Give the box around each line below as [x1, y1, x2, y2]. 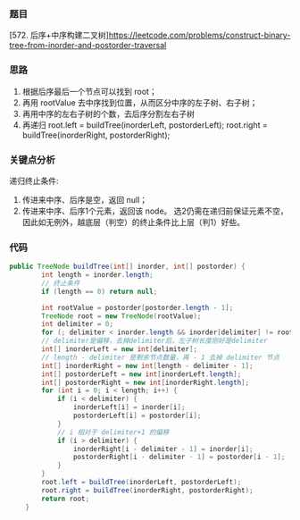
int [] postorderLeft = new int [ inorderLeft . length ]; [41, 369, 242, 379]
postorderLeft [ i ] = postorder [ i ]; [72, 411, 202, 421]
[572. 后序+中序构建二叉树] [9, 29, 110, 41]
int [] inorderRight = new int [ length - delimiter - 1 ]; [41, 361, 254, 370]
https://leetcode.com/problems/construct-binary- [108, 29, 291, 41]
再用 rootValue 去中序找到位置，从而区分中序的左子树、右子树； [21, 96, 258, 108]
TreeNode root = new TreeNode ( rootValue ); [41, 311, 202, 321]
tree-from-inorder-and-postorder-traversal [9, 40, 167, 51]
